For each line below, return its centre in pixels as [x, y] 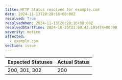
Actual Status [73, 62]
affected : [15, 37]
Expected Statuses [30, 62]
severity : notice [23, 32]
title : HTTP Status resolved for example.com [52, 9]
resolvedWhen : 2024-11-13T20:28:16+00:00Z [49, 23]
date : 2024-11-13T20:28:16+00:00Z [40, 14]
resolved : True [21, 18]
